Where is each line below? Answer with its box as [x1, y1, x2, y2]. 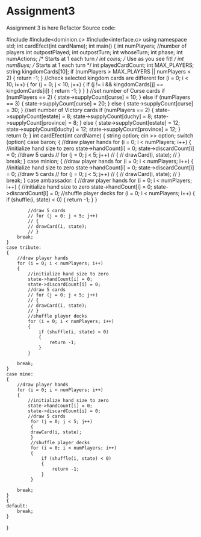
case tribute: [6, 244, 42, 251]
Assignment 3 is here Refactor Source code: [6, 24, 116, 31]
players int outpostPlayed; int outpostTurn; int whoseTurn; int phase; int [6, 48, 183, 55]
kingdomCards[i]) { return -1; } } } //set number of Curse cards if [6, 87, 165, 94]
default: [6, 503, 28, 509]
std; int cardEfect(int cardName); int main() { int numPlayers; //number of [6, 42, 187, 49]
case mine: [6, 371, 34, 377]
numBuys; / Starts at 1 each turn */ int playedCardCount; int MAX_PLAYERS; [6, 61, 194, 69]
